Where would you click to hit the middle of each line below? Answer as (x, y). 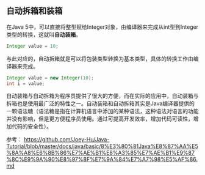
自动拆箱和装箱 (34, 11)
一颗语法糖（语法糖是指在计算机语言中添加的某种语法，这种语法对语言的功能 (103, 111)
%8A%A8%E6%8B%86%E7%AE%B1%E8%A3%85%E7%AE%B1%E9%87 (101, 153)
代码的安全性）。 (31, 127)
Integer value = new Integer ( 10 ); (50, 78)
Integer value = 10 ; (33, 46)
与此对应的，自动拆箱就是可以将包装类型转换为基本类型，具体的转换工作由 (100, 58)
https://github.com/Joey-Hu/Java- (67, 140)
